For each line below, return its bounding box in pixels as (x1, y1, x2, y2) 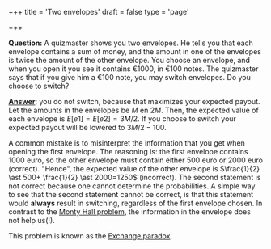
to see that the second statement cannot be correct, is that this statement (8, 190, 254, 199)
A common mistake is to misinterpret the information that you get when (8, 138, 245, 148)
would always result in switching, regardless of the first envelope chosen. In (8, 198, 263, 208)
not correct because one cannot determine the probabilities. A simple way (8, 181, 256, 191)
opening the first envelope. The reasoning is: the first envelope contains (8, 147, 248, 156)
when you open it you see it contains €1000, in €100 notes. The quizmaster (8, 64, 259, 74)
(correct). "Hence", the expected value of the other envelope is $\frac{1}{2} (8, 164, 260, 173)
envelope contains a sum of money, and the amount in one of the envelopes (8, 47, 261, 56)
